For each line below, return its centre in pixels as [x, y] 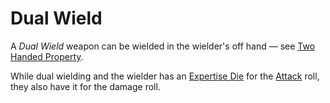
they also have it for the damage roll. [85, 86]
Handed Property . [47, 56]
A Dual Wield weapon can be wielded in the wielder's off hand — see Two [163, 46]
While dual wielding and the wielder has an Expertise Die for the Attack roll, [165, 76]
